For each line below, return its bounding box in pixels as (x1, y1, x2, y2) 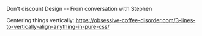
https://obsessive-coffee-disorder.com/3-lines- (75, 17, 196, 23)
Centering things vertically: (6, 17, 75, 23)
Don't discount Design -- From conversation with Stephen (6, 5, 152, 12)
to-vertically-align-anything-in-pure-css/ (6, 23, 110, 30)
